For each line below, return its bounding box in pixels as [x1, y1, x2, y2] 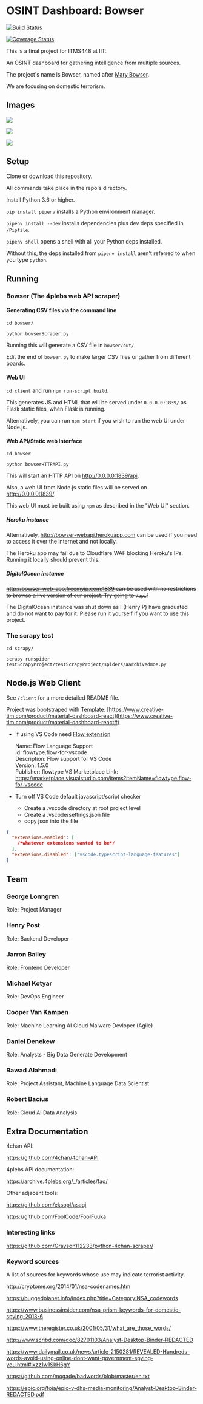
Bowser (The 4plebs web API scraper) [6, 291, 121, 300]
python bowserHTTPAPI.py [6, 462, 69, 468]
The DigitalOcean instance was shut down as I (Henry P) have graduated [6, 604, 188, 611]
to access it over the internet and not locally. [6, 538, 117, 545]
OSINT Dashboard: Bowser [6, 4, 144, 18]
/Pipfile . [6, 226, 30, 233]
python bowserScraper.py [6, 331, 69, 337]
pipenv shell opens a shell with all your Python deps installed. [6, 237, 162, 245]
